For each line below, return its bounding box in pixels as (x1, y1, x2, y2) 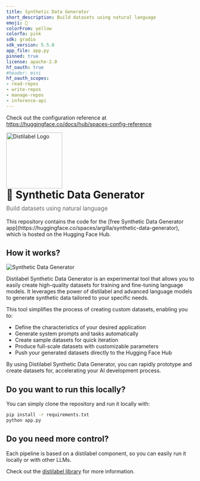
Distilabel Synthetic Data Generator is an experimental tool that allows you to (6, 275, 195, 283)
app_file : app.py (6, 48, 50, 54)
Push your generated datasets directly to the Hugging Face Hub (14, 349, 172, 356)
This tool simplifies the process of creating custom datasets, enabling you (6, 306, 188, 313)
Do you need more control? (6, 434, 109, 444)
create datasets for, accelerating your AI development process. (6, 367, 161, 374)
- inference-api (6, 97, 47, 103)
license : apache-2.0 (6, 59, 58, 65)
